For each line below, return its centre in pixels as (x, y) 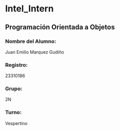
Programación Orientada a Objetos (60, 27)
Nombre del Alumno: (31, 41)
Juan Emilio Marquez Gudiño (35, 52)
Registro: (16, 65)
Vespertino (16, 123)
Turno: (13, 113)
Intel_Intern (29, 9)
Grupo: (14, 89)
